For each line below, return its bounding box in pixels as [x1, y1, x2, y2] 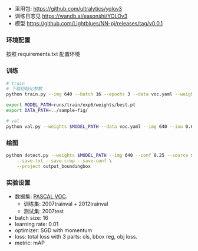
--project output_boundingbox [16, 163, 91, 169]
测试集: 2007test [23, 207, 64, 214]
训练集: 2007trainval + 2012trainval [23, 200, 108, 207]
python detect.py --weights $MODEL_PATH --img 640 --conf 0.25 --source [6, 153, 189, 158]
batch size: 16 [14, 214, 48, 221]
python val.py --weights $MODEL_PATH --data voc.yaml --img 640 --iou [6, 123, 183, 130]
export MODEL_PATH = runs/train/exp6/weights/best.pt [6, 102, 136, 108]
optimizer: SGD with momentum [14, 226, 93, 234]
